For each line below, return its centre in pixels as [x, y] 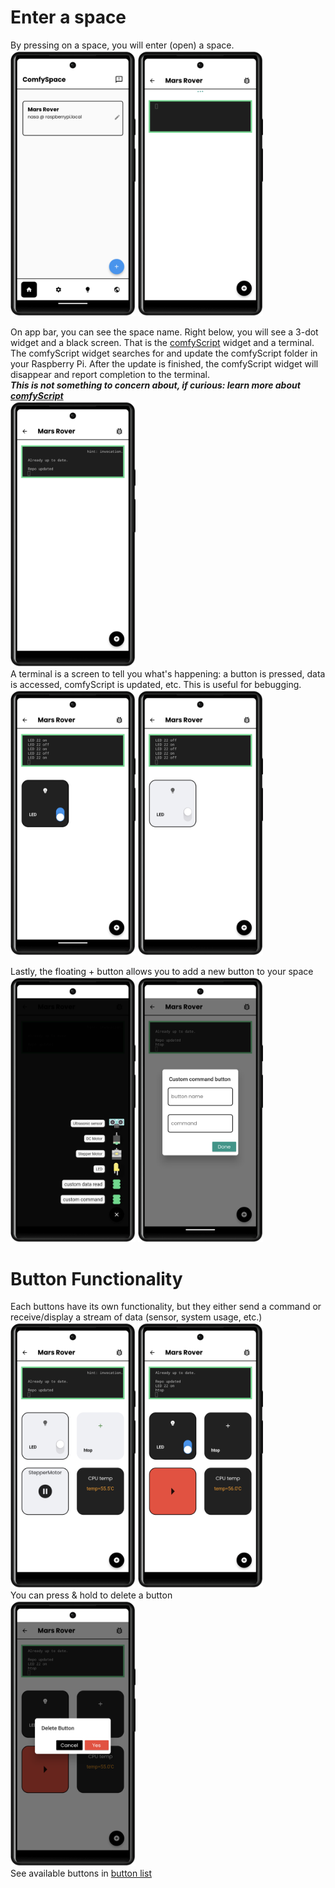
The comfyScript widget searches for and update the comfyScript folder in [164, 353]
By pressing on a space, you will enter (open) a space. [122, 45]
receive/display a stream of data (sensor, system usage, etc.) [136, 1317]
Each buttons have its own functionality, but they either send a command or [166, 1307]
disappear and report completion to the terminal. [110, 374]
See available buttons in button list [81, 1873]
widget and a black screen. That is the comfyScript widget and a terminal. [162, 342]
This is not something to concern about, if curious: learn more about [155, 385]
